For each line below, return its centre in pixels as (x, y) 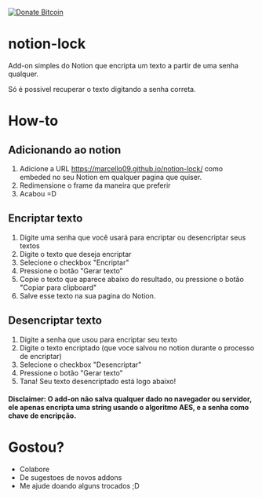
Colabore (34, 469)
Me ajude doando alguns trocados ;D (79, 486)
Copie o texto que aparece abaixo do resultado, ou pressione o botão (132, 279)
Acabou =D (38, 193)
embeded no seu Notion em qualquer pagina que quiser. (111, 177)
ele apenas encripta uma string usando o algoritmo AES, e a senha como (129, 408)
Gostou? (36, 447)
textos (30, 245)
